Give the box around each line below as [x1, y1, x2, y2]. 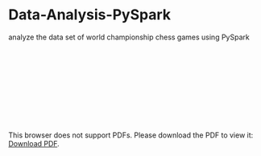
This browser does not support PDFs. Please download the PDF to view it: [8, 130, 254, 140]
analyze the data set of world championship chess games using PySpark [8, 32, 250, 42]
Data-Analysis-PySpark [8, 6, 172, 24]
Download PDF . [8, 138, 60, 148]
